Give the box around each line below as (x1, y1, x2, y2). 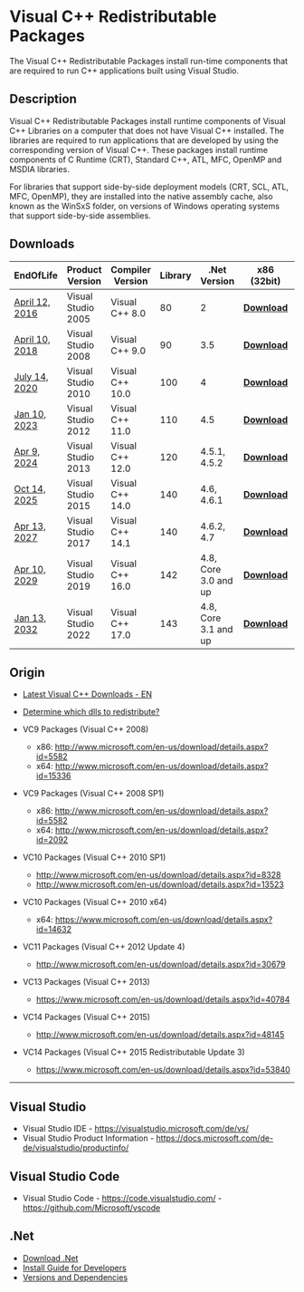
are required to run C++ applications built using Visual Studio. (9, 65, 240, 76)
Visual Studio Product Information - (22, 1133, 155, 1143)
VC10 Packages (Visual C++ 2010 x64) (22, 897, 167, 908)
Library (159, 269, 192, 282)
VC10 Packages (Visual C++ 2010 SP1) (22, 852, 166, 863)
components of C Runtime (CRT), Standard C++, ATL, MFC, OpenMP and (9, 154, 282, 165)
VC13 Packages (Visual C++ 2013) (22, 977, 151, 988)
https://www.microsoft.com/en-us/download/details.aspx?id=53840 (35, 1065, 291, 1075)
